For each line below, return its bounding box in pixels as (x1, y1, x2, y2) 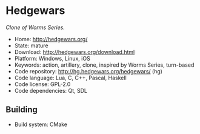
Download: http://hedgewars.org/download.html (14, 48, 135, 55)
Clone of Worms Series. (5, 24, 65, 31)
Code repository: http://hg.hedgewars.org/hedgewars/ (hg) (14, 67, 163, 75)
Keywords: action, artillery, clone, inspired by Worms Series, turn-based (14, 61, 195, 69)
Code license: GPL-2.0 (14, 80, 71, 88)
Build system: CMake (14, 121, 68, 128)
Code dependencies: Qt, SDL (14, 87, 88, 94)
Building (5, 104, 38, 115)
